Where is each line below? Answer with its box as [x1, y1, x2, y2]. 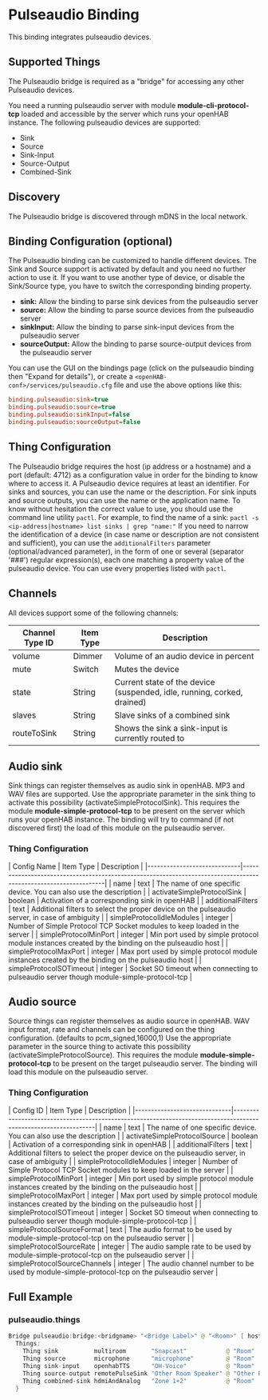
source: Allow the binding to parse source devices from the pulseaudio [19, 306, 254, 315]
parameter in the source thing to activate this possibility [8, 1042, 191, 1051]
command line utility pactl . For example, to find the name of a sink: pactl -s [8, 512, 259, 522]
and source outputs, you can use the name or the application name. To [8, 495, 241, 505]
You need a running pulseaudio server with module [8, 100, 176, 110]
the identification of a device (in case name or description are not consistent [8, 530, 259, 539]
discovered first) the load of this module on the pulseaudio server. [8, 823, 226, 833]
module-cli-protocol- [177, 100, 250, 110]
